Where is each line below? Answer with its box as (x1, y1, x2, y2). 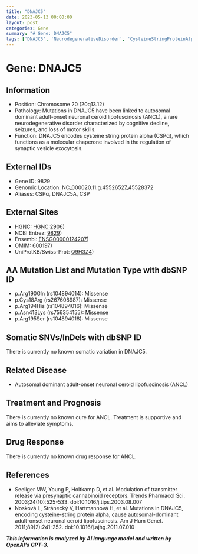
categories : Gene (6, 25, 49, 31)
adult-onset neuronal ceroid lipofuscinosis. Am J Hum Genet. (14, 517, 163, 524)
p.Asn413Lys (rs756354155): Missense (14, 309, 109, 316)
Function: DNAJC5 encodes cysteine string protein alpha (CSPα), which (14, 132, 190, 139)
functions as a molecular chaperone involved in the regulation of (14, 138, 171, 145)
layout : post (6, 20, 38, 25)
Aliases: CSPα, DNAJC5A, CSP (14, 190, 90, 197)
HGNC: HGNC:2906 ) (14, 223, 65, 230)
